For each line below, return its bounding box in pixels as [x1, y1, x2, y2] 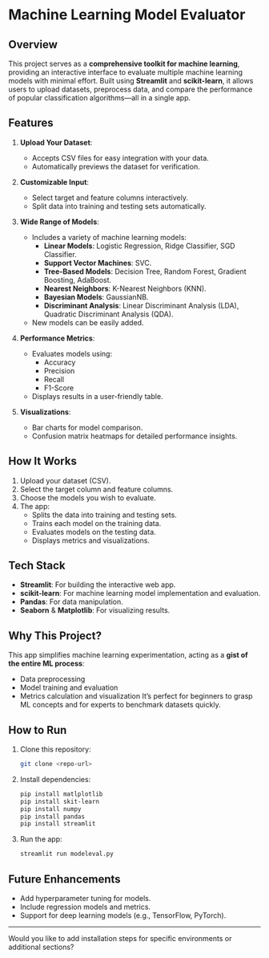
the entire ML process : [8, 658, 85, 668]
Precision [43, 365, 75, 375]
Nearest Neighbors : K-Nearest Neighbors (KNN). [43, 283, 207, 293]
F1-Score [43, 383, 74, 393]
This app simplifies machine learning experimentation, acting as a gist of [8, 650, 248, 660]
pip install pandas [19, 813, 86, 821]
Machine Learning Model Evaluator [8, 6, 246, 24]
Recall [43, 374, 65, 384]
